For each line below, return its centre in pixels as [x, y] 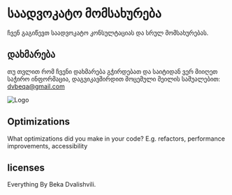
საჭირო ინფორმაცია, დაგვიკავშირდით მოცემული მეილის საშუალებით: [114, 79]
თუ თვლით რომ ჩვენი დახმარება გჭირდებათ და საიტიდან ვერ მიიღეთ [113, 71]
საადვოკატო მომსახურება [85, 14]
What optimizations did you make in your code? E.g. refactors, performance [116, 139]
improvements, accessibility [48, 146]
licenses [26, 167]
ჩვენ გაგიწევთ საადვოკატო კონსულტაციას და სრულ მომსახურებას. [108, 33]
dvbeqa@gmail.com [36, 86]
